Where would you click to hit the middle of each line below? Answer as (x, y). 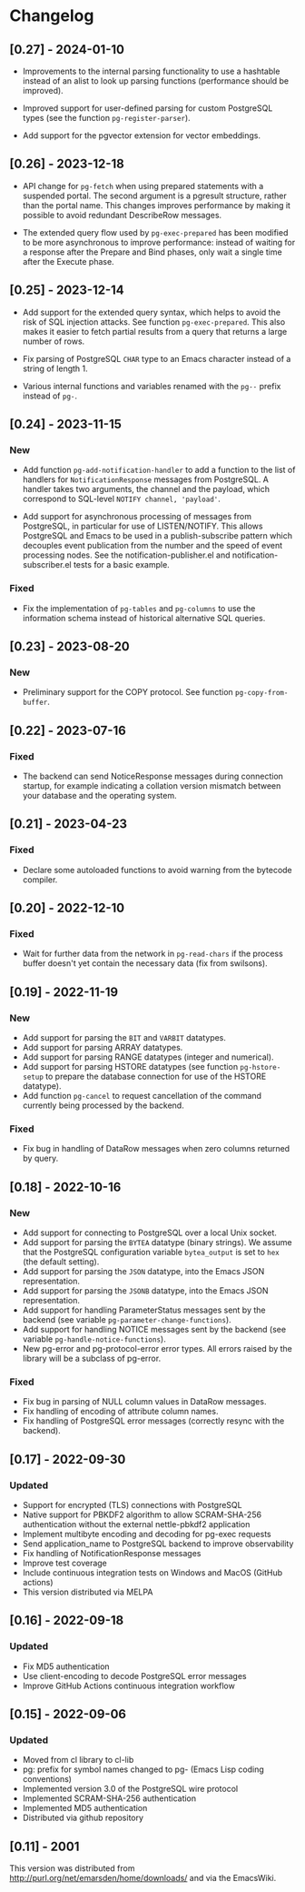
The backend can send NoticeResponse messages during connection (153, 776)
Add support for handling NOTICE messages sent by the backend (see (154, 1330)
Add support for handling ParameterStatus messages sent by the (144, 1310)
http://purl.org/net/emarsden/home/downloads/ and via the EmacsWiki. (143, 1878)
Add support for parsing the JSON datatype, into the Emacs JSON (143, 1272)
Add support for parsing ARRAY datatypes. (103, 1048)
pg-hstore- (261, 1068)
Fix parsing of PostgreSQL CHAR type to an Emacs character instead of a (157, 358)
